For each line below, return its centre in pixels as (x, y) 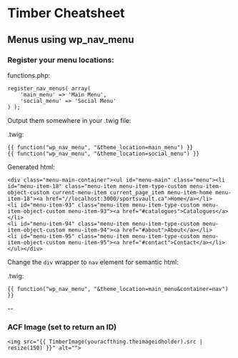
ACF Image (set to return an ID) (62, 327)
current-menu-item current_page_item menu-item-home (133, 192)
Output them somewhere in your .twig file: (69, 120)
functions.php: (29, 75)
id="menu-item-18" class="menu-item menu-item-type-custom (97, 186)
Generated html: (31, 166)
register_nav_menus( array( (49, 88)
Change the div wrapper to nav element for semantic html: (93, 262)
